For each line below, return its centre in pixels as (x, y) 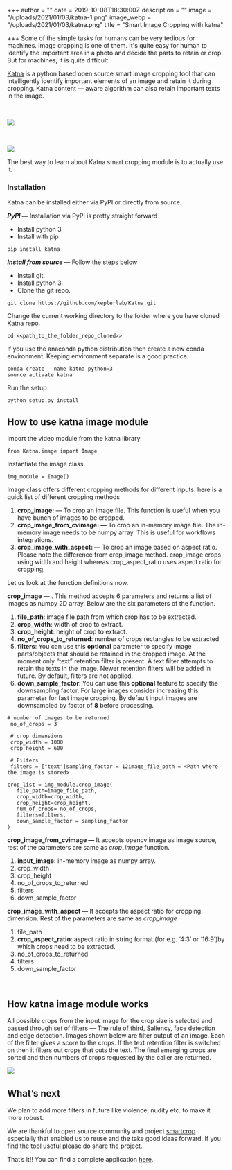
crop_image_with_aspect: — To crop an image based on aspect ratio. (117, 548)
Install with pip (38, 237)
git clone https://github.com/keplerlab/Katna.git (82, 303)
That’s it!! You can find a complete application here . (80, 1159)
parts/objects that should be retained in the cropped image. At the (111, 654)
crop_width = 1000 (37, 742)
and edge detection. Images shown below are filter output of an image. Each (116, 1035)
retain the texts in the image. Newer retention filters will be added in (114, 669)
